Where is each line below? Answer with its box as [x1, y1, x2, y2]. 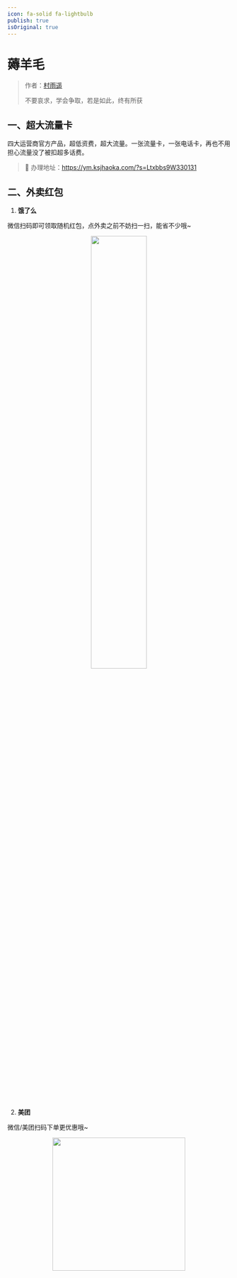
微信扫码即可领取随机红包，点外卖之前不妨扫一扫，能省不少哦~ [7, 221, 192, 229]
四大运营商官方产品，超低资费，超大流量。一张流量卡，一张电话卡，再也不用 [7, 139, 231, 148]
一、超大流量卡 [7, 119, 73, 131]
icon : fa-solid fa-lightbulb [7, 10, 93, 18]
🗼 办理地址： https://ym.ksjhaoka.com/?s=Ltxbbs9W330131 [24, 163, 197, 172]
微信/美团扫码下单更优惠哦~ [7, 1123, 88, 1131]
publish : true [7, 17, 50, 24]
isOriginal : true [7, 23, 59, 31]
